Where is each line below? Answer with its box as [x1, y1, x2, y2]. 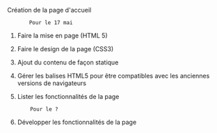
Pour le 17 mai [29, 19, 73, 26]
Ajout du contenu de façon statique [17, 58, 119, 66]
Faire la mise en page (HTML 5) [17, 31, 108, 39]
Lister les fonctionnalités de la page [17, 93, 120, 100]
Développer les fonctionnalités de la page [17, 118, 137, 126]
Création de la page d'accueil [7, 6, 92, 14]
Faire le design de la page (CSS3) [17, 45, 114, 53]
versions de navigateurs [17, 79, 87, 87]
